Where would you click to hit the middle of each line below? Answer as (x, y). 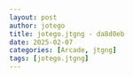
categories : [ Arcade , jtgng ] (63, 50)
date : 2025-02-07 (41, 42)
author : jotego (37, 26)
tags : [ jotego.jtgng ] (49, 58)
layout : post (33, 17)
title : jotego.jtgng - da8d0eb (67, 34)
